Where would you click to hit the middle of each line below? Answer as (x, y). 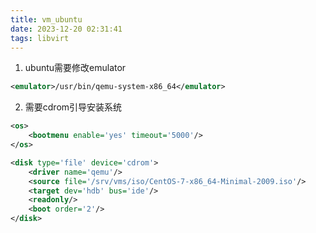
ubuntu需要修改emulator (75, 68)
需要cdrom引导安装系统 (73, 107)
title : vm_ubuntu (46, 19)
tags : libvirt (40, 38)
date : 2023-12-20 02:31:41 (66, 29)
